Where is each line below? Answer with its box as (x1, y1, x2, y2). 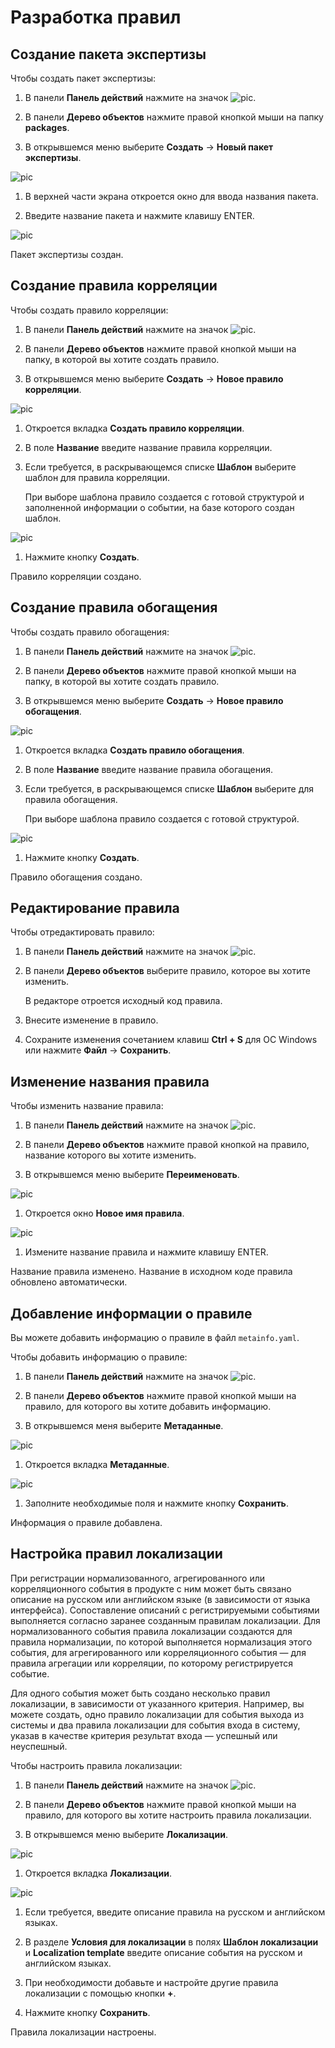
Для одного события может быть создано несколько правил (10, 1687, 271, 1699)
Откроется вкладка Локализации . (24, 1867, 172, 1879)
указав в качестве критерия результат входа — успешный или (10, 1729, 278, 1741)
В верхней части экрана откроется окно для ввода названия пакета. (24, 191, 319, 202)
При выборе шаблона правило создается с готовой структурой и (24, 491, 305, 503)
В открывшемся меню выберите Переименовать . (24, 1169, 240, 1181)
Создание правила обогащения (10, 599, 218, 616)
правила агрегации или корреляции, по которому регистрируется (10, 1657, 294, 1669)
